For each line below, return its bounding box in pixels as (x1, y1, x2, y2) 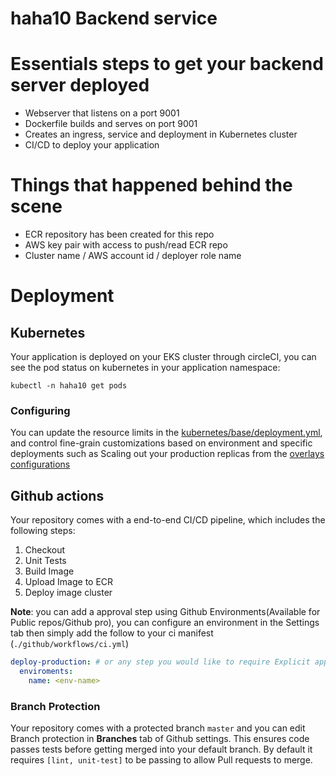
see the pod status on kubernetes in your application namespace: (10, 362, 281, 374)
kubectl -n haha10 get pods (10, 381, 128, 391)
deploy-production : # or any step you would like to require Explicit (10, 657, 311, 667)
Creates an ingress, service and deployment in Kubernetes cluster (24, 128, 298, 141)
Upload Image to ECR (24, 576, 114, 588)
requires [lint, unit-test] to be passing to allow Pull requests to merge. (10, 754, 313, 766)
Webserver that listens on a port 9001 (24, 107, 180, 119)
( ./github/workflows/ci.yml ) (10, 638, 130, 650)
